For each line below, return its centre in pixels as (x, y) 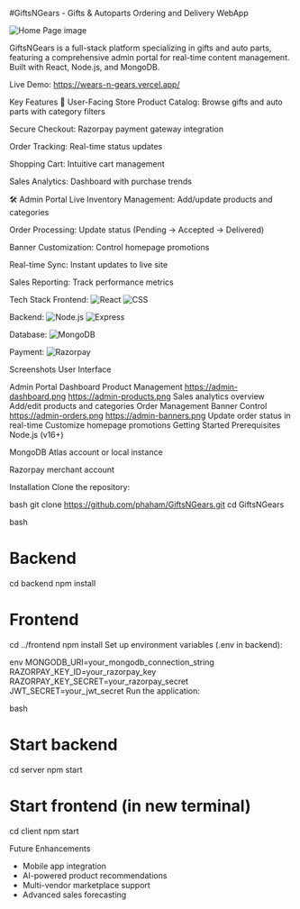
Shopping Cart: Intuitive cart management (87, 164)
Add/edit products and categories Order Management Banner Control (138, 406)
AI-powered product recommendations (95, 875)
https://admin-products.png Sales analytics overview (167, 396)
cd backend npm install (53, 583)
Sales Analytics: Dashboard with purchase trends (100, 181)
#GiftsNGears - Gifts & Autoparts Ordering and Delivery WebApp (129, 13)
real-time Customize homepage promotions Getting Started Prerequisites (145, 425)
